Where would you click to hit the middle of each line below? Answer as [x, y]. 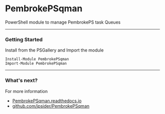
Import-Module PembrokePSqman [36, 64]
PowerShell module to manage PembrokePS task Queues [63, 22]
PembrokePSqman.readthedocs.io [47, 101]
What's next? [21, 81]
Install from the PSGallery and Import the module [55, 50]
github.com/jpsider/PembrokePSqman [51, 106]
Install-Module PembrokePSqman [37, 59]
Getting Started [24, 39]
